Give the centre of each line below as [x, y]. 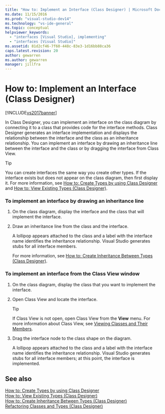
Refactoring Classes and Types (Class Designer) [54, 406]
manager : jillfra [23, 64]
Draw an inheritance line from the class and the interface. [70, 226]
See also [18, 379]
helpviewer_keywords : [27, 32]
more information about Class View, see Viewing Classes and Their [80, 323]
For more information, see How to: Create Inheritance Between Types [82, 256]
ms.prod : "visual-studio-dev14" [38, 19]
